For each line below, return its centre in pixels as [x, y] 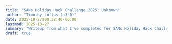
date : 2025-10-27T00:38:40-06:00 [41, 19]
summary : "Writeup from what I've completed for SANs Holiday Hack [79, 29]
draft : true [18, 33]
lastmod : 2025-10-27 [27, 24]
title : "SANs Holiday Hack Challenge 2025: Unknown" [63, 10]
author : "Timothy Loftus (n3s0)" [41, 15]
